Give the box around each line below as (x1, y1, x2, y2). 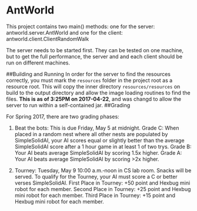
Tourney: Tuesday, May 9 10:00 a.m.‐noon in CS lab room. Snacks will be (14, 166, 192, 173)
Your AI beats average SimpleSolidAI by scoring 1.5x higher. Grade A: (14, 149, 182, 156)
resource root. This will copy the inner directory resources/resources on (6, 83, 181, 90)
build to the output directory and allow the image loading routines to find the (6, 89, 191, 96)
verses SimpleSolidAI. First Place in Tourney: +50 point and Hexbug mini (14, 179, 191, 186)
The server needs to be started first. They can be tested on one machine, (6, 46, 184, 53)
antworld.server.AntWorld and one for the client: (6, 29, 123, 36)
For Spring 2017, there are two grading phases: (6, 113, 119, 120)
